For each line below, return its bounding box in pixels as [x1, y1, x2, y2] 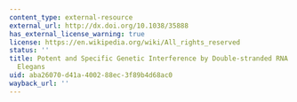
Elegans [17, 63, 46, 72]
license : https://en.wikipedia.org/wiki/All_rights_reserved [9, 37, 241, 47]
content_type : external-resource [9, 12, 133, 22]
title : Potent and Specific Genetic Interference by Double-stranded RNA [9, 54, 289, 63]
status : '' [9, 46, 50, 55]
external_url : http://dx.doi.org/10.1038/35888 [9, 21, 189, 30]
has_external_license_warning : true [9, 29, 145, 38]
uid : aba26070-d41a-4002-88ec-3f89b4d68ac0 [9, 71, 173, 80]
